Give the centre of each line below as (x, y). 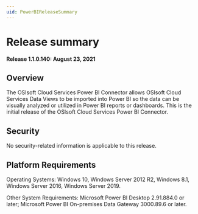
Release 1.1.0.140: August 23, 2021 (51, 59)
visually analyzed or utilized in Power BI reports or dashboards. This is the (99, 105)
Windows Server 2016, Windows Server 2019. (63, 186)
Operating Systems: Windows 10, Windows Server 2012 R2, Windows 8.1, (98, 179)
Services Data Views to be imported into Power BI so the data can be (93, 99)
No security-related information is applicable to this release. (81, 146)
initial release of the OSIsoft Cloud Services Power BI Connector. (87, 112)
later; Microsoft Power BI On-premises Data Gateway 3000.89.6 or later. (97, 204)
